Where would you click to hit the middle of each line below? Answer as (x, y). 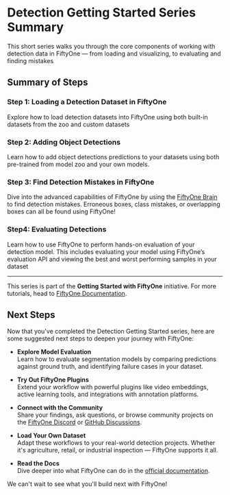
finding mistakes (30, 60)
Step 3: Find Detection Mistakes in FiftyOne (81, 182)
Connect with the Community (60, 408)
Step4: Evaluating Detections (57, 229)
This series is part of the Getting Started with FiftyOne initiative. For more (112, 286)
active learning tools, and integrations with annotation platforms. (108, 394)
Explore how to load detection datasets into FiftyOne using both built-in (108, 117)
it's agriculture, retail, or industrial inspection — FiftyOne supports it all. (117, 450)
